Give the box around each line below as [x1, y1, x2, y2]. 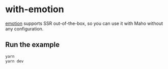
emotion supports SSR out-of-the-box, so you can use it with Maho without [5, 20, 163, 26]
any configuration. [5, 25, 44, 31]
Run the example [5, 41, 60, 49]
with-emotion [5, 4, 65, 15]
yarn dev [5, 58, 24, 64]
